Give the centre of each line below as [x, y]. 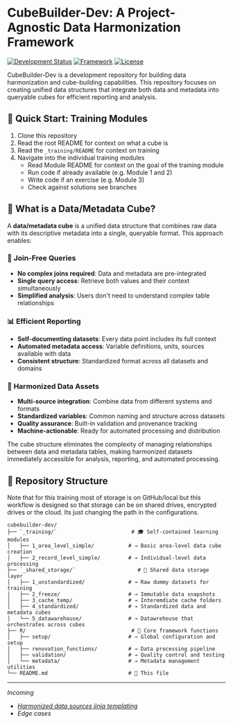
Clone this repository [47, 135]
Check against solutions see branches [82, 187]
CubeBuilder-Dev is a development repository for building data [97, 75]
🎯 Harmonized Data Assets [53, 386]
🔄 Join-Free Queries [42, 258]
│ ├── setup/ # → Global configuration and [111, 637]
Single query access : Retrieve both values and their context [103, 281]
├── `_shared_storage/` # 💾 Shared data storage [108, 570]
